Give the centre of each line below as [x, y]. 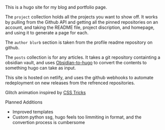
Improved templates [33, 112]
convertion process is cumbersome [49, 122]
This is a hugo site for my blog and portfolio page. [56, 7]
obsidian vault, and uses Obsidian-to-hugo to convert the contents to [76, 63]
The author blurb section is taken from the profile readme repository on [79, 42]
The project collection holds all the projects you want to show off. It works [82, 17]
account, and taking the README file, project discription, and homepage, [80, 27]
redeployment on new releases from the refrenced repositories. [70, 83]
